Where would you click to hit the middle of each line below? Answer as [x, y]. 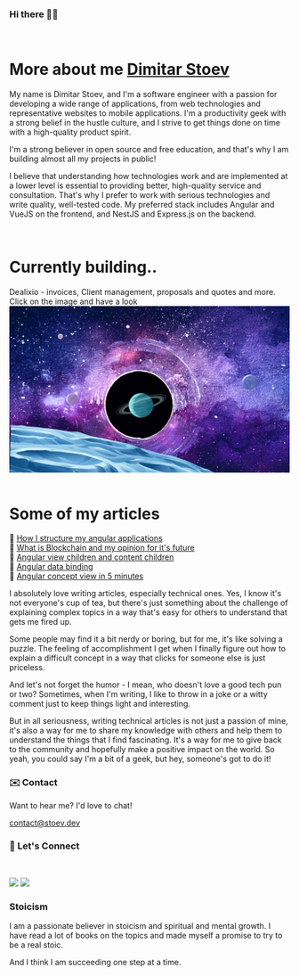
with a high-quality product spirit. [70, 132]
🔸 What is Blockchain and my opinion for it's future [102, 548]
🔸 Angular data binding [51, 567]
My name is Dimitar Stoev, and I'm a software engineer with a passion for [143, 94]
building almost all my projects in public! [83, 159]
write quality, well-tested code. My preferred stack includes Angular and [142, 205]
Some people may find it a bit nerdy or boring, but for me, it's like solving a [146, 639]
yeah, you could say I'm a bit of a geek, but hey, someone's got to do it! [140, 759]
